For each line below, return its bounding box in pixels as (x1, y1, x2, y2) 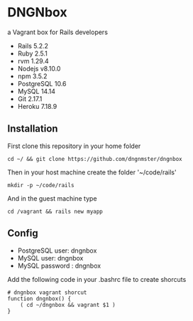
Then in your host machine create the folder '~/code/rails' (7, 168, 177, 177)
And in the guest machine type (7, 194, 97, 203)
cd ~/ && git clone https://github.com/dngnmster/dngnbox (7, 155, 182, 162)
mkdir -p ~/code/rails (7, 181, 75, 189)
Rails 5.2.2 (17, 41, 48, 50)
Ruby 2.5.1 (17, 49, 48, 58)
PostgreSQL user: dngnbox (17, 246, 97, 255)
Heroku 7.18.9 (17, 102, 57, 110)
